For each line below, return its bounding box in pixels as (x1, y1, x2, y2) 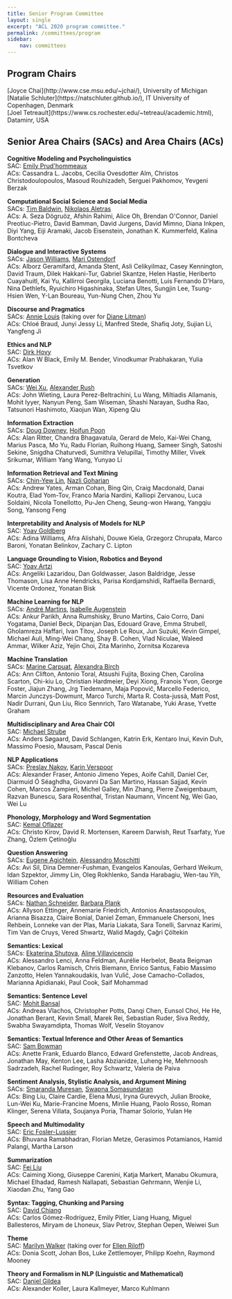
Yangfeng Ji (7, 327, 42, 335)
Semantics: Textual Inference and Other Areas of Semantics (7, 1034, 184, 1043)
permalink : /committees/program (7, 29, 100, 37)
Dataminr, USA (7, 116, 49, 124)
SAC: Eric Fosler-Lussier (7, 1127, 77, 1136)
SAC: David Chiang (7, 1206, 62, 1214)
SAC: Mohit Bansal (7, 998, 60, 1007)
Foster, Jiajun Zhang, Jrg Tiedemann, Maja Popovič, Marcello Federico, (7, 684, 211, 692)
